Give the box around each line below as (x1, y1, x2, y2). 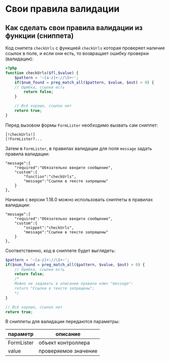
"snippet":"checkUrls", (23, 225, 74, 230)
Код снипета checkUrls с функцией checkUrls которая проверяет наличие (5, 45, 165, 51)
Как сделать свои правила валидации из (5, 23, 143, 32)
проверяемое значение (38, 348, 98, 355)
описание (55, 330, 81, 338)
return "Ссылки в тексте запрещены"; (14, 286, 95, 291)
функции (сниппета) (5, 31, 74, 40)
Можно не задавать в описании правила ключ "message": (14, 281, 134, 286)
